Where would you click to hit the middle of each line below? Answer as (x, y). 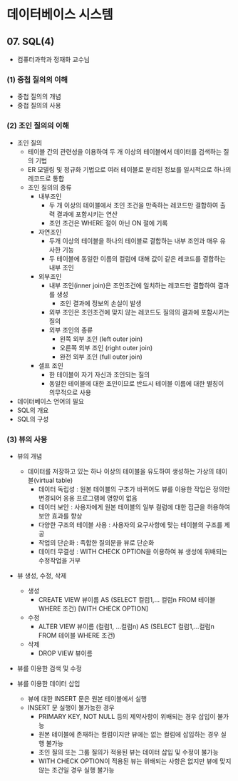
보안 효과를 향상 (60, 516)
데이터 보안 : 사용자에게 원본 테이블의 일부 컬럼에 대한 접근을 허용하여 (134, 506)
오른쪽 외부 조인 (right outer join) (106, 347)
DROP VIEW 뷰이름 (66, 653)
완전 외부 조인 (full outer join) (101, 357)
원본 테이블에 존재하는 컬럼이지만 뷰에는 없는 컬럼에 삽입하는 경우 (129, 734)
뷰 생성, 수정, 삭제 (42, 576)
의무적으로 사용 (70, 392)
